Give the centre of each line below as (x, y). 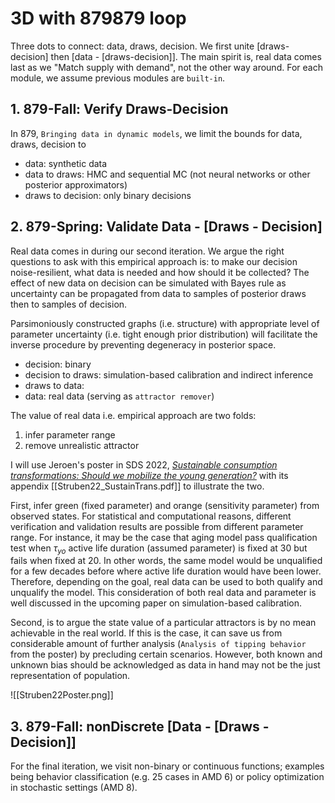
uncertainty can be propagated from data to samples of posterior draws (158, 293)
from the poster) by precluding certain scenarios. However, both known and (166, 654)
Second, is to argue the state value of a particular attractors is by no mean (163, 623)
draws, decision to (48, 144)
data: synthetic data (66, 163)
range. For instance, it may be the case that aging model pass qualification (164, 537)
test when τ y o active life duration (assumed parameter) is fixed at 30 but (159, 549)
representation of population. (70, 676)
